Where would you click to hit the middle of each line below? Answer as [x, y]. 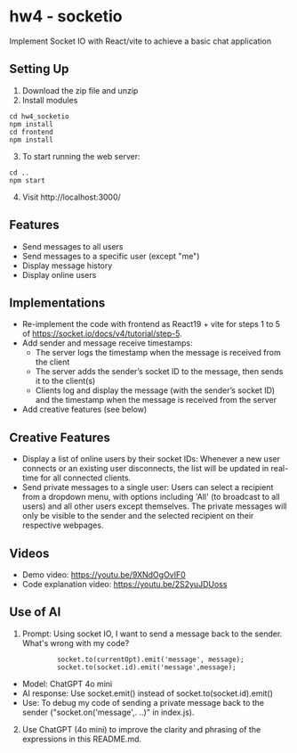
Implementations [57, 303]
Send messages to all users [72, 246]
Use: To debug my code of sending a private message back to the [143, 702]
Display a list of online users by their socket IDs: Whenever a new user [151, 459]
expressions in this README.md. [82, 739]
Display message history [67, 266]
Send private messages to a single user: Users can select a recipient [148, 487]
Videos [29, 553]
